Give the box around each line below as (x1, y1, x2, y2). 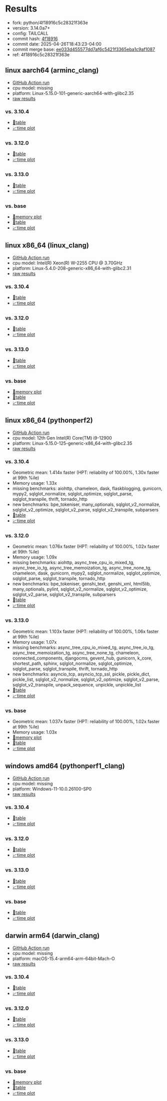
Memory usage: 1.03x (12, 729, 57, 735)
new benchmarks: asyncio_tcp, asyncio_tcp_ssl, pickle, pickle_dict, (12, 671, 151, 677)
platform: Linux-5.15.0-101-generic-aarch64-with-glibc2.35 (12, 90, 134, 96)
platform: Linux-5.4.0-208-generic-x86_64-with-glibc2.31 (12, 265, 131, 271)
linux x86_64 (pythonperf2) (5, 416, 93, 425)
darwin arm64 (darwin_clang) (5, 931, 100, 940)
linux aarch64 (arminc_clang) (5, 66, 99, 75)
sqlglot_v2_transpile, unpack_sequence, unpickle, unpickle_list (12, 681, 141, 687)
